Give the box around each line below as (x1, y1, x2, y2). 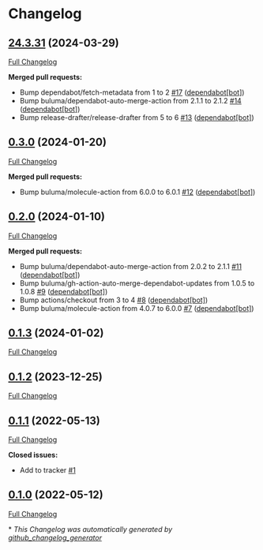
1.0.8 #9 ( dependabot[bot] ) (19, 286, 108, 296)
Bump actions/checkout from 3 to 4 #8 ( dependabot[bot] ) (19, 295, 209, 305)
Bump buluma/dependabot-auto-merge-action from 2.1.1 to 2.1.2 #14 (19, 96, 242, 105)
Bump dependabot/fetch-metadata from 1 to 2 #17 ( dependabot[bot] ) (19, 88, 245, 97)
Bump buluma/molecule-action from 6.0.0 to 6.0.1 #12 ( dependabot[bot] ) (19, 187, 256, 196)
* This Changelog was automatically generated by (8, 524, 173, 533)
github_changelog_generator (8, 533, 103, 542)
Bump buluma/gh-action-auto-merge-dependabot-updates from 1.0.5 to (19, 278, 255, 288)
